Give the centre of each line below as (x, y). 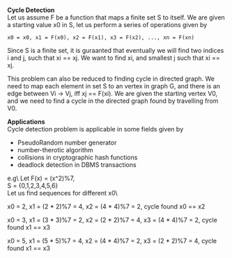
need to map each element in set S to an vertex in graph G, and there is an (114, 86)
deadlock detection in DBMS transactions (77, 165)
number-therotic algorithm (55, 150)
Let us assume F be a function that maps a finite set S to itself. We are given (116, 17)
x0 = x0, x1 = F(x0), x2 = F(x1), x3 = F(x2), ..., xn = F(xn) (101, 38)
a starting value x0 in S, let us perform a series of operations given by (107, 25)
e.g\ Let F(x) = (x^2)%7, (41, 178)
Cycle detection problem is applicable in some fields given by (95, 129)
